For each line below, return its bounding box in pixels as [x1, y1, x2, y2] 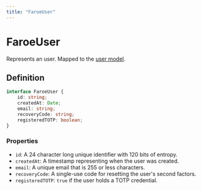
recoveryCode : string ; [17, 111, 75, 117]
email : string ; [17, 106, 56, 112]
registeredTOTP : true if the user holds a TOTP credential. [15, 177, 158, 184]
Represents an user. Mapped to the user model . [6, 55, 126, 63]
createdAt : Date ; [17, 100, 61, 106]
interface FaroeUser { [6, 89, 64, 95]
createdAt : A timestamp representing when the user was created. [15, 157, 179, 165]
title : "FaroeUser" [6, 8, 56, 15]
